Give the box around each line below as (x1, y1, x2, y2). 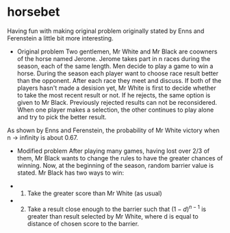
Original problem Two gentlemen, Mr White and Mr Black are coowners (16, 47, 218, 56)
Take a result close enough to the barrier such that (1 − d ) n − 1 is (27, 204, 207, 213)
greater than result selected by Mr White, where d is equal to (27, 212, 199, 220)
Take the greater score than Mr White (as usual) (27, 189, 162, 197)
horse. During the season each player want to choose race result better (16, 69, 219, 77)
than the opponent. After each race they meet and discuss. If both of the (16, 76, 222, 84)
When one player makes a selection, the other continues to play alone (16, 106, 214, 114)
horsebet (7, 4, 60, 20)
